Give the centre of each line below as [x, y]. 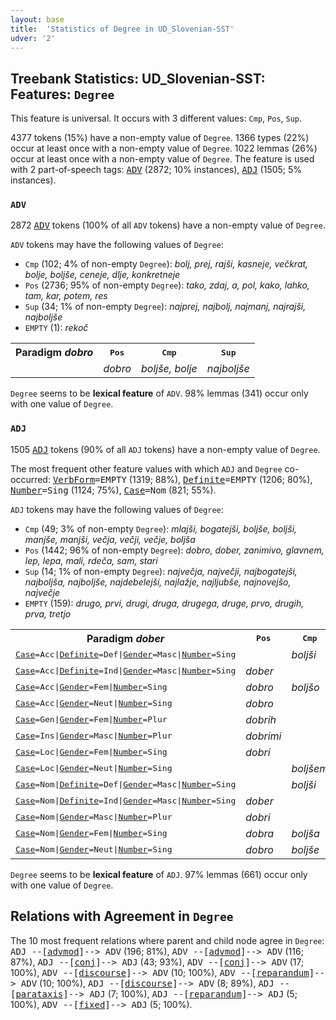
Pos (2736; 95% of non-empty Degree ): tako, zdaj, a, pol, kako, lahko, [167, 285]
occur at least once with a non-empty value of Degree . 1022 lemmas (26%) [164, 148]
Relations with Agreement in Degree [122, 916]
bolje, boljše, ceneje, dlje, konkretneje [102, 275]
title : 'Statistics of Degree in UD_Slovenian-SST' [122, 29]
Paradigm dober [125, 638]
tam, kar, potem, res [66, 296]
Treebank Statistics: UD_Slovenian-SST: [138, 78]
